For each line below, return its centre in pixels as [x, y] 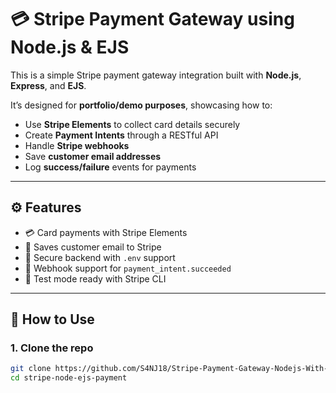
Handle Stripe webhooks [77, 145]
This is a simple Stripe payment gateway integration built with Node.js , [156, 75]
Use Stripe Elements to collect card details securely [132, 124]
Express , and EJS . [48, 85]
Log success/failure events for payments [110, 167]
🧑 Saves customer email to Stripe [93, 247]
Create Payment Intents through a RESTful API [121, 135]
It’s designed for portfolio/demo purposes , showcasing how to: [141, 105]
